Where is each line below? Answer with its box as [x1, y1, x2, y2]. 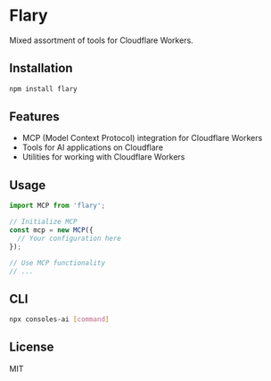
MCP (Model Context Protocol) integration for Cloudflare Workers [21, 133, 263, 144]
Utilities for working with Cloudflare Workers [21, 152, 185, 162]
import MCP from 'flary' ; [9, 202, 105, 211]
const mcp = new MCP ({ [9, 226, 94, 235]
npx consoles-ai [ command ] [9, 315, 110, 324]
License [9, 340, 54, 355]
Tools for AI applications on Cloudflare [21, 142, 163, 153]
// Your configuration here [17, 234, 122, 243]
